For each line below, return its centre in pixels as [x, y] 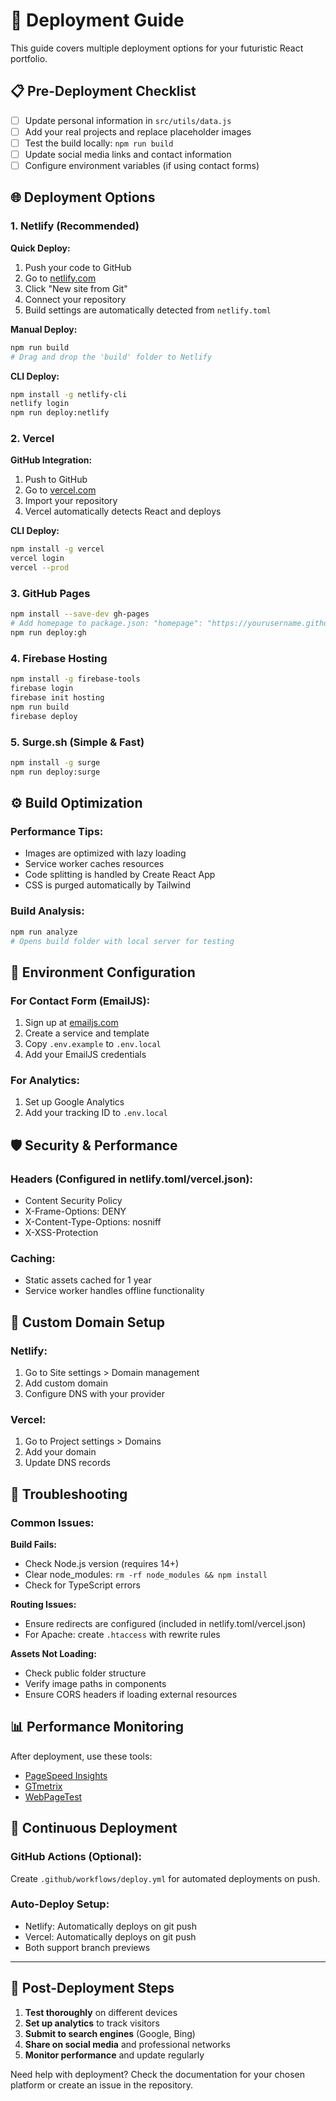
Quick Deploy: [40, 248]
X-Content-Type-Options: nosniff [93, 1222]
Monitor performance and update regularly [114, 2055]
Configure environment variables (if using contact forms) [142, 165]
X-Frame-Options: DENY [75, 1211]
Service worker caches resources [94, 864]
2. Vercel [32, 439]
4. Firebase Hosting [59, 658]
